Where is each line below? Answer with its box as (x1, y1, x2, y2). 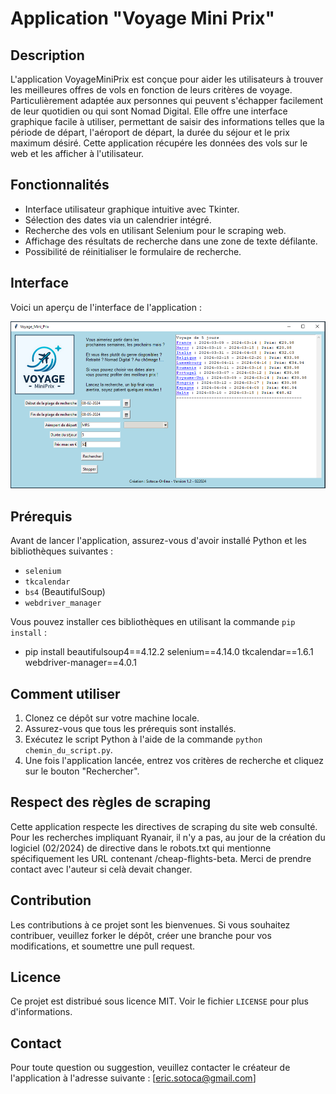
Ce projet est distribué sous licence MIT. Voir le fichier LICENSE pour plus (10, 995, 309, 1007)
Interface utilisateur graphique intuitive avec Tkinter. (24, 203, 240, 215)
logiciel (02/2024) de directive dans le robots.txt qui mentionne (10, 842, 272, 854)
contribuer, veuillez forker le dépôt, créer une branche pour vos (10, 929, 272, 941)
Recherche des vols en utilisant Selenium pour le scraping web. (24, 224, 287, 236)
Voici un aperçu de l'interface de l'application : (10, 301, 202, 313)
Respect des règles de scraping (10, 794, 212, 811)
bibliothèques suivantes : (10, 545, 114, 557)
